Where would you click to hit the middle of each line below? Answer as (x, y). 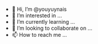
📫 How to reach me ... (39, 35)
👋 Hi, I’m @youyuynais (39, 9)
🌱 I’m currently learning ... (43, 22)
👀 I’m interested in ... (37, 15)
